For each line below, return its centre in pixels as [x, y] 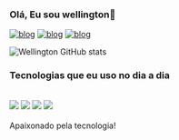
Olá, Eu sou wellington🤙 [63, 15]
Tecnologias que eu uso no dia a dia [89, 75]
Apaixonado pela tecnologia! [63, 125]
